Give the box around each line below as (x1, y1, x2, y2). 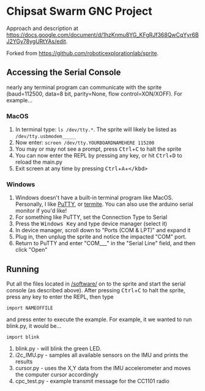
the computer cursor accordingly (15, 371, 99, 378)
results (15, 358, 33, 365)
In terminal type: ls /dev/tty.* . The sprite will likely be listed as (15, 126, 177, 133)
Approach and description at (6, 25, 78, 32)
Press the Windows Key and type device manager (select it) (15, 220, 168, 227)
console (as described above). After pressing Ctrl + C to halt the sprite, (6, 287, 185, 294)
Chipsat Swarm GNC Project (6, 4, 153, 18)
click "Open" (15, 246, 48, 254)
